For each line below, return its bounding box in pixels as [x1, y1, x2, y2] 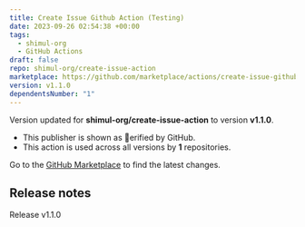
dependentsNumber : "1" [9, 89, 95, 98]
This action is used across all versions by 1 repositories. [22, 142, 231, 153]
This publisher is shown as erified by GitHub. [22, 132, 196, 143]
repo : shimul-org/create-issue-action [9, 64, 156, 74]
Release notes [9, 185, 92, 201]
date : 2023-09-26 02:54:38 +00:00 [9, 22, 141, 31]
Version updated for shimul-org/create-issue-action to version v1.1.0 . [9, 114, 274, 125]
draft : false [9, 55, 59, 64]
